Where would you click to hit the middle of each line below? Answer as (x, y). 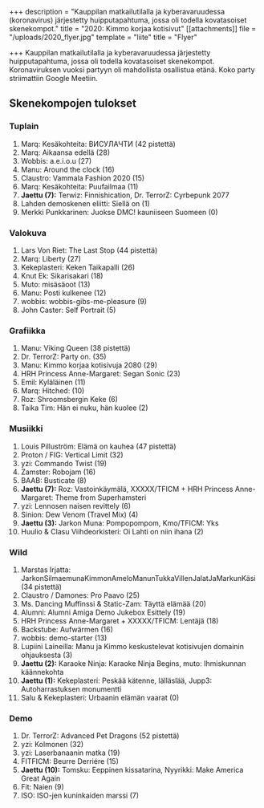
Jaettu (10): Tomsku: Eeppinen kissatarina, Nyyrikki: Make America (132, 770)
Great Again (41, 778)
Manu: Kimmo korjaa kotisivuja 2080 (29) (89, 365)
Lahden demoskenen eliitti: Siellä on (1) (85, 203)
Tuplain (24, 126)
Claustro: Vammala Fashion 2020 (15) (83, 178)
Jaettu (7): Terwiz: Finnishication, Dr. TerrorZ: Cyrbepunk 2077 (125, 195)
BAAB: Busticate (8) (53, 480)
